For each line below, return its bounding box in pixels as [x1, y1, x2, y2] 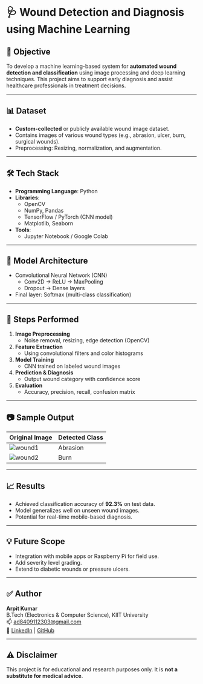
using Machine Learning [6, 22, 130, 36]
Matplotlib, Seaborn [24, 219, 74, 227]
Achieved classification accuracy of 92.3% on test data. [14, 500, 155, 507]
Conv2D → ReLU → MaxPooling [24, 278, 104, 285]
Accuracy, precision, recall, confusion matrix [24, 388, 135, 396]
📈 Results [6, 481, 45, 491]
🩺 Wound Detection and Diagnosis [6, 5, 184, 19]
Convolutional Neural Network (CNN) [14, 271, 108, 279]
